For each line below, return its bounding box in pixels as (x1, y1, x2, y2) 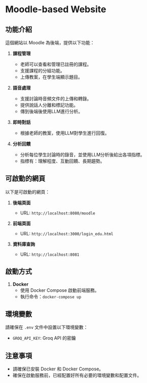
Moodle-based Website (5, 4, 106, 15)
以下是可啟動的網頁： (5, 188, 50, 195)
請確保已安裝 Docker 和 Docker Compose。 (12, 366, 104, 372)
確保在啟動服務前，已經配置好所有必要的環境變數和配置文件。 (12, 372, 142, 378)
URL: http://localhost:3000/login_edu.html (20, 230, 114, 236)
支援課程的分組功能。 (20, 68, 65, 73)
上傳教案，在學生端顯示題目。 (20, 74, 83, 80)
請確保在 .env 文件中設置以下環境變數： (5, 324, 88, 331)
